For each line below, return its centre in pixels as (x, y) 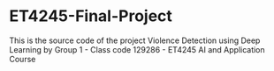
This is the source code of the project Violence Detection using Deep (135, 40)
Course (23, 59)
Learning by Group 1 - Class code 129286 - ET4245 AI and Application (137, 49)
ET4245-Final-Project (91, 16)
